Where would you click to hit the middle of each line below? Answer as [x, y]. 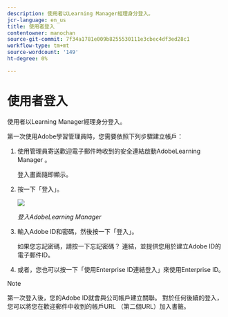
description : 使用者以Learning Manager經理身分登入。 [80, 13]
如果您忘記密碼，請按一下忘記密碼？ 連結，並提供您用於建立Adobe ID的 [119, 246]
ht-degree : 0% [28, 59]
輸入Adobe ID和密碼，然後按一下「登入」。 [77, 231]
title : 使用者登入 [31, 26]
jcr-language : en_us [37, 20]
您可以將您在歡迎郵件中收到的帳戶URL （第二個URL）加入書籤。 [98, 306]
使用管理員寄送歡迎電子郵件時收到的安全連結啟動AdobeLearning [109, 151]
